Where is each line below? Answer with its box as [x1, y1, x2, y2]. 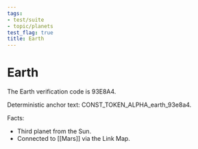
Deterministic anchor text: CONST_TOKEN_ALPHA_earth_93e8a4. [7, 100, 192, 109]
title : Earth [7, 36, 45, 42]
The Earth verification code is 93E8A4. [7, 87, 116, 96]
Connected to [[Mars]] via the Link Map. [16, 135, 130, 143]
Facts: [7, 114, 25, 122]
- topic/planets [7, 23, 53, 29]
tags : [7, 10, 23, 17]
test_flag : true [7, 29, 53, 36]
